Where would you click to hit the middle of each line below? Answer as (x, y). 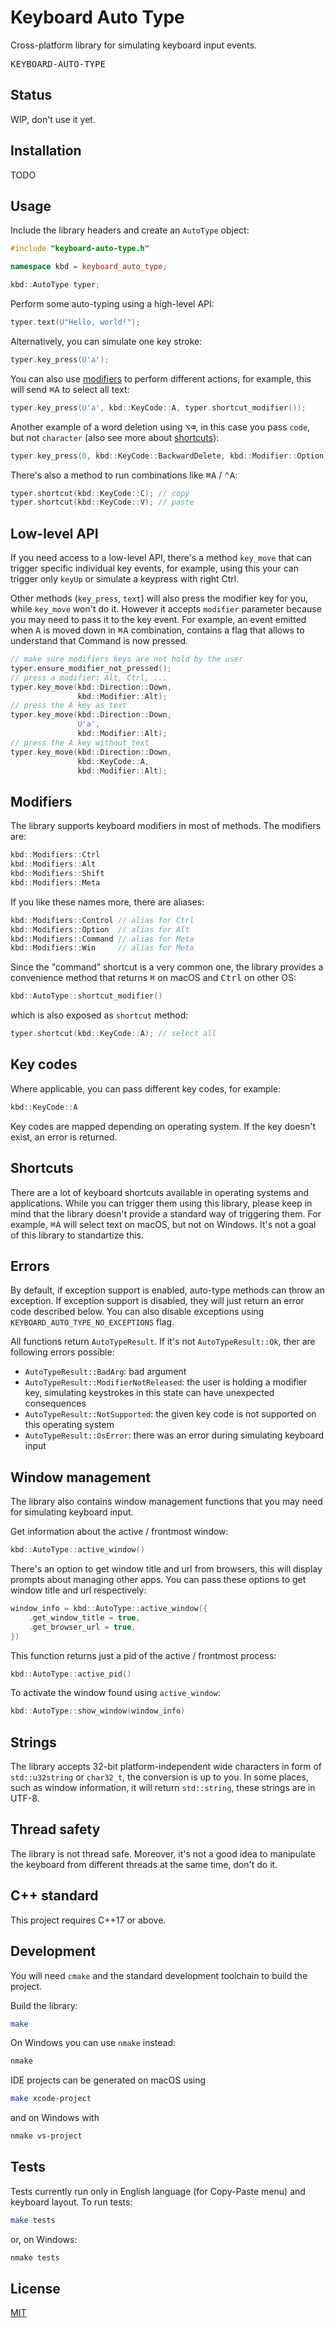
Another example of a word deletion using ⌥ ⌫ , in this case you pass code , (160, 427)
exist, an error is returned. (64, 1137)
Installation (46, 151)
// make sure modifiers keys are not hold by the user (127, 659)
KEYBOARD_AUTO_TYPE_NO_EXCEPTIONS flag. (92, 1322)
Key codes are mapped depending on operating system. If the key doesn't (163, 1126)
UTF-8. (25, 1798)
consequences (55, 1403)
